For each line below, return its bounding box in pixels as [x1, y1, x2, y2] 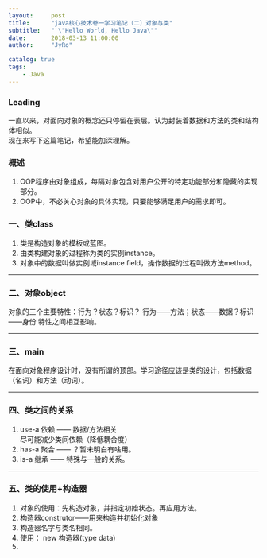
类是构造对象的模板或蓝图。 [19, 238, 111, 247]
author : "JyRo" [8, 41, 73, 49]
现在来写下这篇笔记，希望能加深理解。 [8, 136, 133, 145]
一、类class [8, 219, 54, 230]
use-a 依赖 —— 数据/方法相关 [19, 424, 118, 434]
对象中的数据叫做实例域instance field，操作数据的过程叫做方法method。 [19, 258, 257, 267]
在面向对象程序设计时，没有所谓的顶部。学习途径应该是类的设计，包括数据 [8, 366, 252, 375]
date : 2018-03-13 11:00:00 [8, 33, 119, 42]
